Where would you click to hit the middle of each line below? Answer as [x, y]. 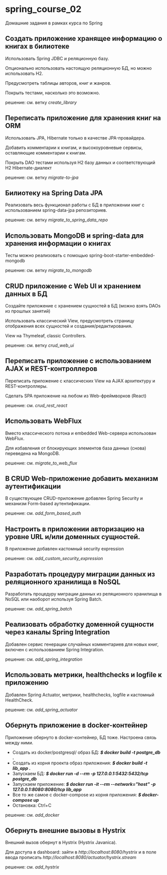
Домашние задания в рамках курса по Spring [54, 23]
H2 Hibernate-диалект [29, 167]
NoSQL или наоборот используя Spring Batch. [54, 599]
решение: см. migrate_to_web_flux [41, 463]
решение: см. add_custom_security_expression [54, 559]
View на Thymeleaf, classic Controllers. [46, 336]
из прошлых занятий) [28, 311]
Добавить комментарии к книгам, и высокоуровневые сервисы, [74, 147]
